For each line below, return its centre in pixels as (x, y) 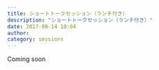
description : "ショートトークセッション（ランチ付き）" (80, 20)
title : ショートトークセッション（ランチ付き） (68, 14)
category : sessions (36, 40)
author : (18, 33)
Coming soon (26, 59)
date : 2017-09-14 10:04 (42, 26)
